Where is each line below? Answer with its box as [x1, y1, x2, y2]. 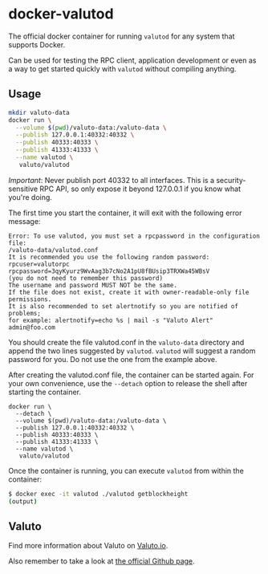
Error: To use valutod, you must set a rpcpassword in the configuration [8, 232, 261, 240]
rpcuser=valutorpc [8, 260, 70, 268]
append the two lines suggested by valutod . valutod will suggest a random [8, 346, 256, 356]
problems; [8, 309, 42, 317]
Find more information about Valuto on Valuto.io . [8, 541, 169, 551]
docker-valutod [8, 5, 114, 23]
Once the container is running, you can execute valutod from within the [8, 466, 245, 475]
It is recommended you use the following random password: [8, 253, 210, 261]
